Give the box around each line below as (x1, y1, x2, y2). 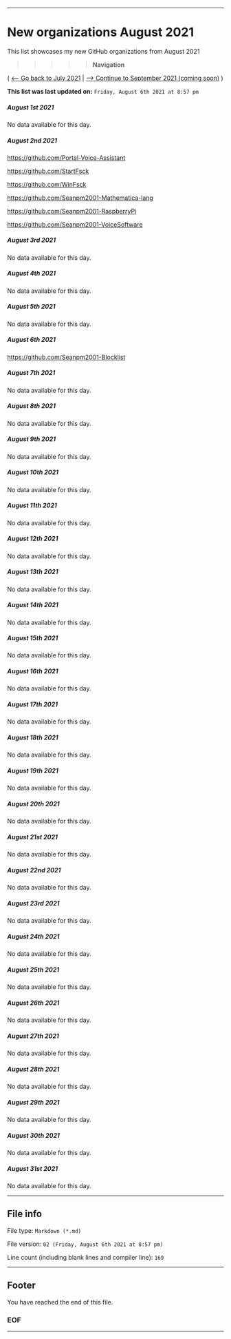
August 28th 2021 (7, 1065, 60, 1073)
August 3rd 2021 (7, 236, 56, 245)
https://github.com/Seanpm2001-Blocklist (7, 353, 126, 361)
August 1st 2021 (7, 103, 54, 111)
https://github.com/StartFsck (7, 167, 89, 175)
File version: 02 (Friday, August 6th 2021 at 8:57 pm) (7, 1240, 164, 1248)
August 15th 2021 (7, 634, 58, 642)
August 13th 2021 (7, 568, 58, 576)
